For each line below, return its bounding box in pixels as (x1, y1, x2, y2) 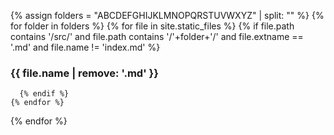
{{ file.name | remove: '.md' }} (10, 66, 159, 80)
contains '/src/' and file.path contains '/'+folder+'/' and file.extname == (10, 31, 304, 42)
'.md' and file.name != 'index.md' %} (10, 41, 161, 53)
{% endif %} (19, 89, 70, 99)
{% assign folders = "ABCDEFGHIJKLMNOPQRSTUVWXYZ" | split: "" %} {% (10, 10, 325, 21)
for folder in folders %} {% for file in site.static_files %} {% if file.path (10, 20, 295, 32)
